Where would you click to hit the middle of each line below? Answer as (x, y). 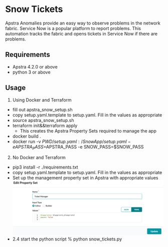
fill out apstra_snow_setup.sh (42, 109)
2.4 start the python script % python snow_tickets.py (67, 239)
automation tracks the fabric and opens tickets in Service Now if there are (81, 33)
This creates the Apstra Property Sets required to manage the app (88, 130)
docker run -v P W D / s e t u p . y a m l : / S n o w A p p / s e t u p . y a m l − (72, 141)
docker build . (27, 136)
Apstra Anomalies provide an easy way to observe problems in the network (83, 23)
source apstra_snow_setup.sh (43, 120)
